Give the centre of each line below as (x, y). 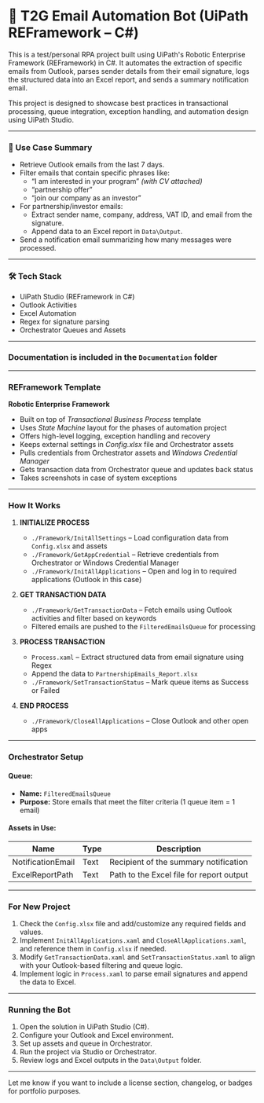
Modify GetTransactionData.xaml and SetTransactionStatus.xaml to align (137, 957)
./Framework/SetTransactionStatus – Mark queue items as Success (140, 682)
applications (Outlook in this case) (86, 580)
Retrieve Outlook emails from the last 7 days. (92, 165)
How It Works (35, 506)
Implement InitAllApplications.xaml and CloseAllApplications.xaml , (133, 940)
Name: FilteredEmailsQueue (65, 793)
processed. (38, 248)
